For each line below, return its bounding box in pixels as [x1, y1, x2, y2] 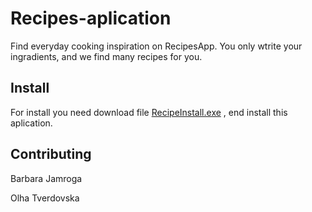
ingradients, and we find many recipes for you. [10, 50, 203, 62]
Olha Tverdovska [10, 192, 80, 204]
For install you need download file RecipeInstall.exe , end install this [10, 106, 288, 118]
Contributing [10, 146, 92, 163]
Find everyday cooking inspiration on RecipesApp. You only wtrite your [10, 40, 303, 52]
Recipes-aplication [10, 7, 172, 30]
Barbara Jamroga [10, 172, 83, 184]
